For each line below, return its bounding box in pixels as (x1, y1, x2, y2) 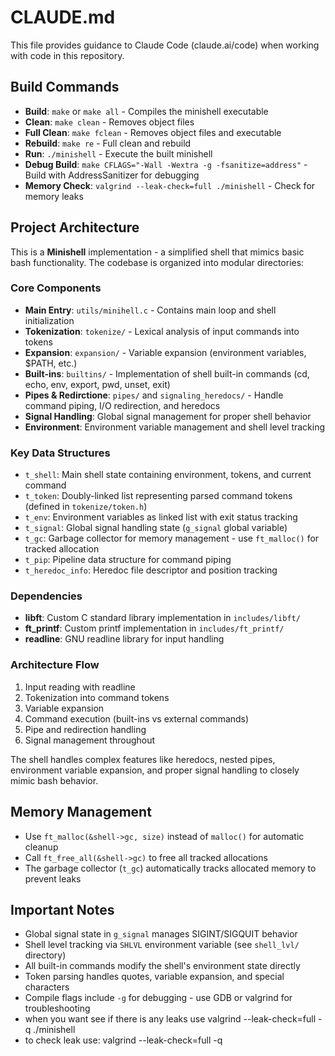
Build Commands (10, 79, 120, 96)
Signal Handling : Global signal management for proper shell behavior (24, 410, 312, 422)
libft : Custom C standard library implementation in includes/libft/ (24, 612, 301, 624)
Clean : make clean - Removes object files (24, 116, 195, 128)
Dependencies (10, 589, 83, 603)
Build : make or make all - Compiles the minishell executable (24, 105, 269, 117)
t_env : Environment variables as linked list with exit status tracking (24, 511, 298, 523)
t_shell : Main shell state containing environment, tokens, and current (24, 469, 312, 481)
